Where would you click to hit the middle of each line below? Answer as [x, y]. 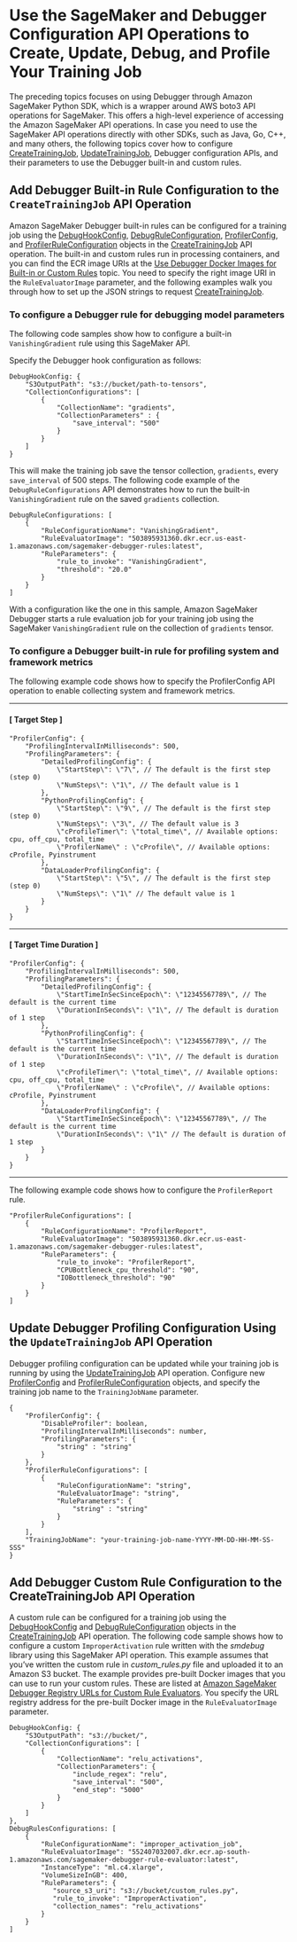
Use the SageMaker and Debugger [138, 16]
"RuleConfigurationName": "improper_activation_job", [142, 1844]
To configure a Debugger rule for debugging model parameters [147, 314]
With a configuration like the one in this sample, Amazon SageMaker [133, 609]
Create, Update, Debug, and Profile [140, 53]
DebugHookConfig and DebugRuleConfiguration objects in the [123, 1627]
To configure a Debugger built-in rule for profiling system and [144, 651]
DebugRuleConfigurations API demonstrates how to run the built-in [129, 489]
